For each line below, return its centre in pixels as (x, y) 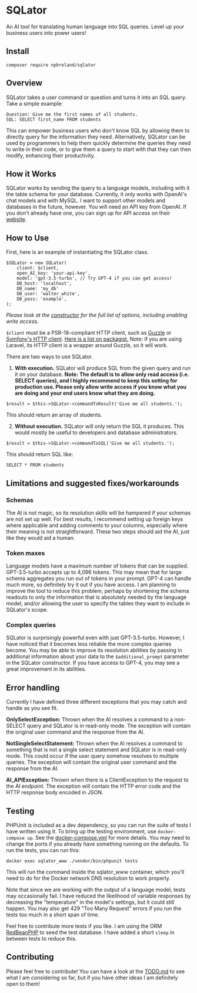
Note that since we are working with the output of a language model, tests (96, 890)
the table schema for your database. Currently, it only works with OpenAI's (96, 194)
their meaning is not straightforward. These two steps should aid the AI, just (98, 532)
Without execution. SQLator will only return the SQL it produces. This (99, 426)
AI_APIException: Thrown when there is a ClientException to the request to (98, 780)
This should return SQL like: (40, 454)
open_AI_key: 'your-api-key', (54, 273)
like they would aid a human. (41, 537)
